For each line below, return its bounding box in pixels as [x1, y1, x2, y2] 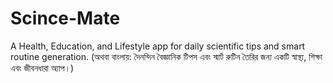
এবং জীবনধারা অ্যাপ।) [10, 62, 75, 74]
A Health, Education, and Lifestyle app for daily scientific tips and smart [10, 40, 306, 52]
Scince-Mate [10, 7, 121, 30]
